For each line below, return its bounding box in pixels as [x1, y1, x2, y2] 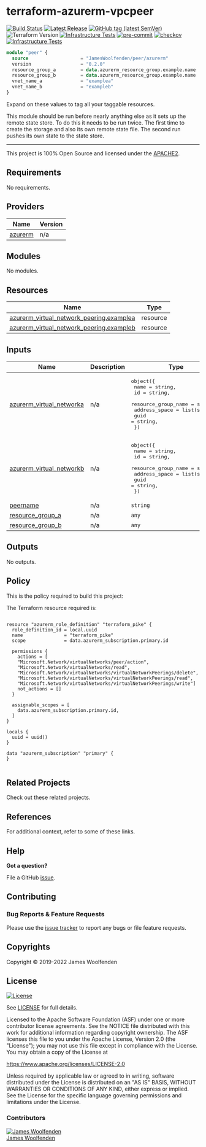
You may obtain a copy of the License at [6, 1048, 109, 1056]
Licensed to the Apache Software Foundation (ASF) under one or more [6, 1016, 185, 1023]
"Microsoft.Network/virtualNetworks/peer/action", [17, 658, 150, 665]
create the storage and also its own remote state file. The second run [6, 125, 181, 133]
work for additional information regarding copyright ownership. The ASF [6, 1029, 188, 1037]
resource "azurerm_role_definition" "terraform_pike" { [6, 621, 152, 627]
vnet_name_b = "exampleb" [12, 84, 114, 90]
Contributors [6, 1114, 46, 1122]
